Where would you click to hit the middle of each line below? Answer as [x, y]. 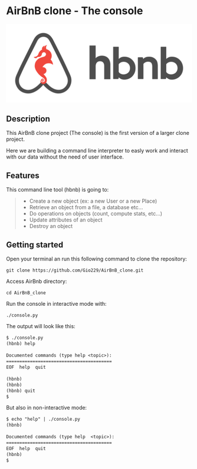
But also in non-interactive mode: [47, 407]
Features [23, 175]
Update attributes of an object [66, 220]
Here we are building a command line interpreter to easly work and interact [97, 151]
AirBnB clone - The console [75, 11]
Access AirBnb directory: [37, 281]
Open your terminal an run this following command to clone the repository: [97, 259]
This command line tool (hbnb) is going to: [58, 190]
